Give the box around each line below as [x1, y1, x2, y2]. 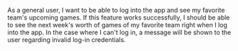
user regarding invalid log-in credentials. [7, 36, 126, 44]
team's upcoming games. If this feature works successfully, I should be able [7, 13, 230, 22]
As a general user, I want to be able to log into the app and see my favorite [7, 6, 225, 14]
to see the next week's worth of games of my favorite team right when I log [7, 21, 227, 29]
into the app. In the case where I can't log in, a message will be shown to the [7, 28, 232, 36]
